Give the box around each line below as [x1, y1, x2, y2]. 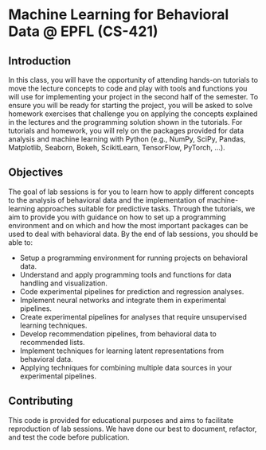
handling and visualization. [19, 278, 108, 288]
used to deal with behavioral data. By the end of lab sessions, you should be [8, 229, 259, 239]
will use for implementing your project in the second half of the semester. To [8, 92, 259, 101]
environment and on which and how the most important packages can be [8, 220, 248, 230]
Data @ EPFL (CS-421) [8, 22, 158, 41]
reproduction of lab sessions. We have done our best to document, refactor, [8, 424, 257, 433]
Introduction [8, 54, 72, 68]
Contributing [8, 394, 73, 408]
